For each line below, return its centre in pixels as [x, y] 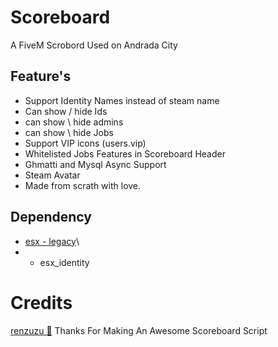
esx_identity [64, 262]
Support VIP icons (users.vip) [85, 143]
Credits [41, 302]
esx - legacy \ [52, 241]
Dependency [51, 217]
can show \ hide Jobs [69, 132]
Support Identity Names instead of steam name [122, 100]
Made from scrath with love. [83, 185]
